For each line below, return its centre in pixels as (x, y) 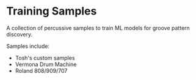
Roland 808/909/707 (41, 70)
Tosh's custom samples (45, 58)
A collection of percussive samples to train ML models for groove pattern (98, 28)
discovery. (20, 34)
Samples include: (28, 46)
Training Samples (52, 11)
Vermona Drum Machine (46, 64)
